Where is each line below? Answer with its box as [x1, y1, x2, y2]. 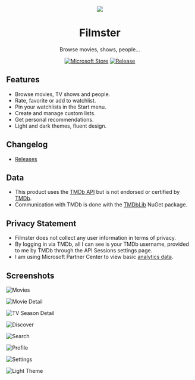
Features [6, 75, 40, 85]
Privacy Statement [6, 218, 77, 228]
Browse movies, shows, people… [59, 45, 141, 53]
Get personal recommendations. [14, 116, 94, 123]
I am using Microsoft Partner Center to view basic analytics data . [14, 254, 174, 261]
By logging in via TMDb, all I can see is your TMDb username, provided [14, 240, 189, 248]
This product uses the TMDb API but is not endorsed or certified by [14, 189, 180, 196]
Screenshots [6, 270, 55, 280]
